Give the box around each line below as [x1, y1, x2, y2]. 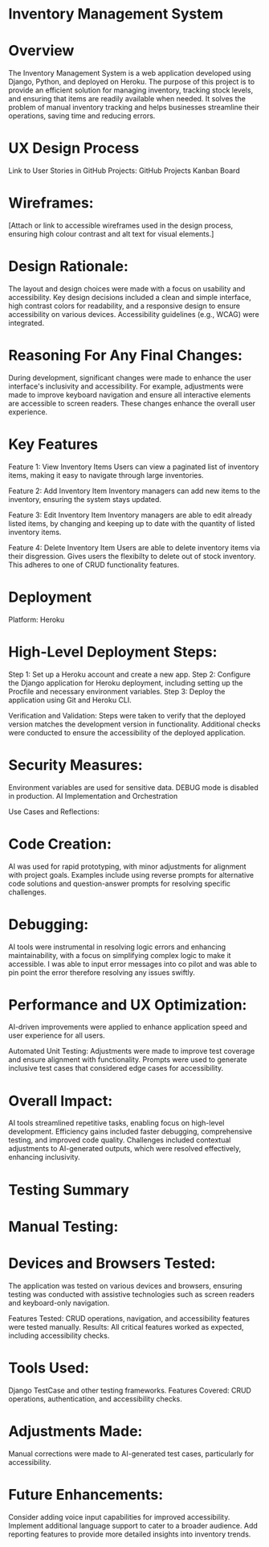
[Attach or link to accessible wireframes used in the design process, [8, 220, 234, 230]
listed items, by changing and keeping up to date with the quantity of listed [8, 518, 255, 528]
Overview [8, 42, 75, 60]
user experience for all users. [8, 1031, 106, 1040]
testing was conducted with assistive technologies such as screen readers [8, 1289, 255, 1299]
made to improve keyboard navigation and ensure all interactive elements [8, 389, 251, 399]
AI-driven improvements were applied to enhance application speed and [8, 1022, 247, 1032]
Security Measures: [8, 755, 143, 774]
